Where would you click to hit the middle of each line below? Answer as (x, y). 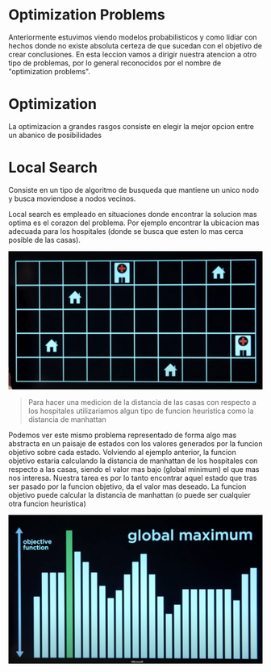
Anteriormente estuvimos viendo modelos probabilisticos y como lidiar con (133, 37)
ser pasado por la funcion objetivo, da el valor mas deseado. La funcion (127, 486)
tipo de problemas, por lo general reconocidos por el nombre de (115, 63)
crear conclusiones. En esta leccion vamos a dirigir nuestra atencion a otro (132, 54)
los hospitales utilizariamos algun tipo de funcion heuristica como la (141, 411)
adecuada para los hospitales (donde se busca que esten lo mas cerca (126, 231)
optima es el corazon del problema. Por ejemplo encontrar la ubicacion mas (134, 223)
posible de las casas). (44, 240)
